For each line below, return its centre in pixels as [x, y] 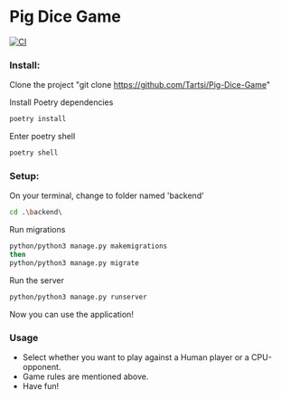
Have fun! [41, 385]
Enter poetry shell [42, 137]
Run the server [37, 280]
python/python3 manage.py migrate [75, 263]
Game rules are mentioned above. [85, 376]
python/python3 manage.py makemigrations [89, 246]
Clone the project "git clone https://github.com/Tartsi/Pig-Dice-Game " [140, 85]
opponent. [42, 366]
